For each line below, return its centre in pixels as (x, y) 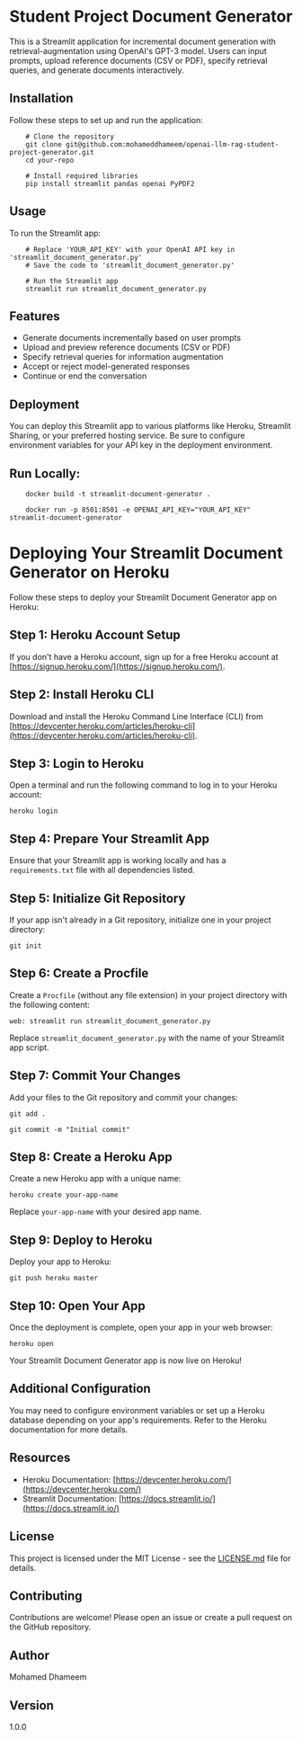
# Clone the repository (70, 137)
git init (26, 946)
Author (29, 1655)
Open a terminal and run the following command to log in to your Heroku (143, 785)
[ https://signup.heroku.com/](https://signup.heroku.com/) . (117, 666)
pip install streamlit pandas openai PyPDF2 (110, 183)
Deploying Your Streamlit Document (146, 553)
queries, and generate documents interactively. (97, 70)
